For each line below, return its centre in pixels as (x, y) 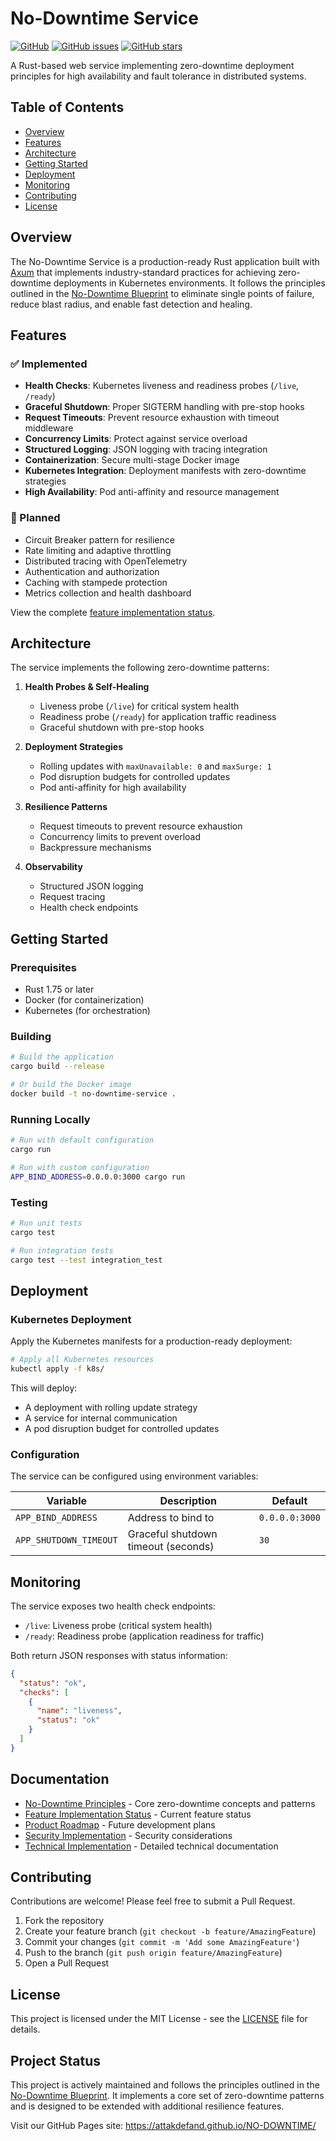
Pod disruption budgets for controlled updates (135, 777)
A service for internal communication (101, 1418)
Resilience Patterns (66, 807)
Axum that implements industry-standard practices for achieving (143, 272)
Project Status (56, 2060)
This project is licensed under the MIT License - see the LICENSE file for (159, 2019)
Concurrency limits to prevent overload (120, 837)
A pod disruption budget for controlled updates (122, 1428)
